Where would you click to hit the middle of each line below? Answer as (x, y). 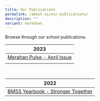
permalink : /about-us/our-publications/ (47, 14)
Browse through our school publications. (46, 37)
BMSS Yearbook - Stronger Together (50, 92)
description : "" (21, 19)
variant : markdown (24, 23)
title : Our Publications (30, 10)
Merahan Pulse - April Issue (40, 58)
